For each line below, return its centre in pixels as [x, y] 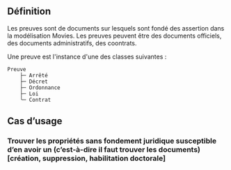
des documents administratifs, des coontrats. [72, 43]
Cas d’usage [35, 121]
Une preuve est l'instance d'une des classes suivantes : [87, 56]
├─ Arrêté [34, 75]
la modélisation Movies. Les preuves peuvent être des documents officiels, [114, 36]
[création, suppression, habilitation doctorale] [86, 158]
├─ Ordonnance [40, 87]
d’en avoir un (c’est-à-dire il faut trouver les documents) [104, 150]
